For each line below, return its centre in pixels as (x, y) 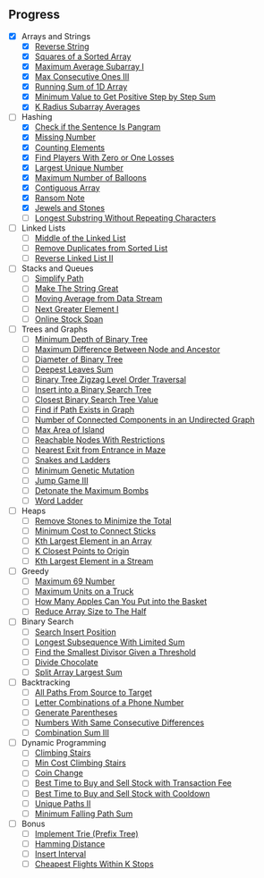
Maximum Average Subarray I (89, 67)
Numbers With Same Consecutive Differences (119, 722)
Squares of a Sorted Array (83, 56)
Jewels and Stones (69, 207)
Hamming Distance (70, 843)
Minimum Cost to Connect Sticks (95, 530)
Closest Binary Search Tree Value (96, 400)
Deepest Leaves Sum (74, 369)
